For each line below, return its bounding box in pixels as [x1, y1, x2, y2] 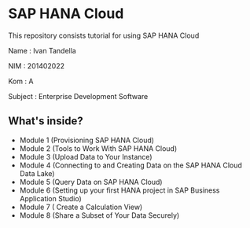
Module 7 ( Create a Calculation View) [19, 202, 143, 211]
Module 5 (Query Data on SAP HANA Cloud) [19, 177, 163, 186]
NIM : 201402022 [8, 61, 65, 71]
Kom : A [8, 76, 34, 86]
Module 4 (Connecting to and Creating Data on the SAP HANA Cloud [19, 160, 242, 170]
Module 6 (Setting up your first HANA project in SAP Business [19, 186, 220, 195]
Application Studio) [19, 193, 83, 203]
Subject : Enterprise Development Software [8, 91, 149, 101]
